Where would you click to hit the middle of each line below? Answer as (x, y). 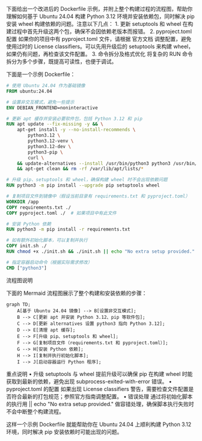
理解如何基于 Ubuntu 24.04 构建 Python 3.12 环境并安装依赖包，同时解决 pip (100, 16)
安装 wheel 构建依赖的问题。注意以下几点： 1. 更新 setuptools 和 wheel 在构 (100, 24)
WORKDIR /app (23, 202)
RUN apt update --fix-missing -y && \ (55, 124)
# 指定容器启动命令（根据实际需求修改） (49, 262)
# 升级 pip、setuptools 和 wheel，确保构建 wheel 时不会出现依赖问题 (87, 180)
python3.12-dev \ (49, 146)
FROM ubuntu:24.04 (29, 91)
